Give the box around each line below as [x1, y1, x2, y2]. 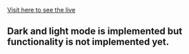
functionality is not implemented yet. [7, 36, 170, 48]
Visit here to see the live [7, 6, 76, 14]
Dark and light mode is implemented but [7, 25, 183, 37]
